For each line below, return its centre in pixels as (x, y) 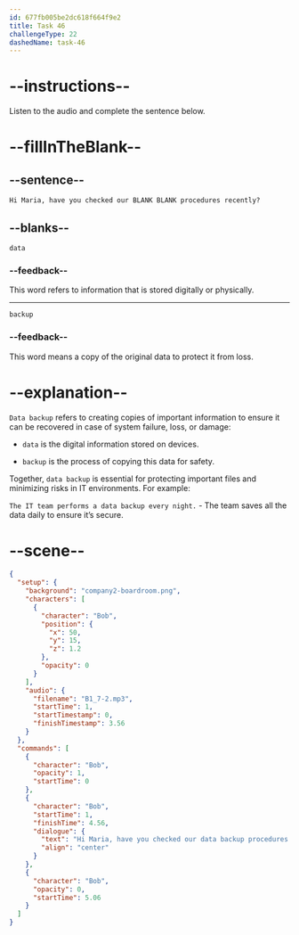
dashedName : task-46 (48, 42)
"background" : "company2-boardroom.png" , (103, 591)
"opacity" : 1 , (59, 773)
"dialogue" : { (59, 831)
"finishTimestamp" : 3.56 (79, 724)
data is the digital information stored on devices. (110, 444)
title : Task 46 (37, 26)
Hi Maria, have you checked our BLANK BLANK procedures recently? (135, 201)
